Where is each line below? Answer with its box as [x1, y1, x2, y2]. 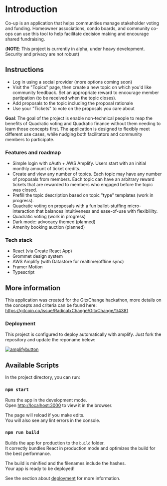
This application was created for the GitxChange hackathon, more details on [5, 297, 162, 303]
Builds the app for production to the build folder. [5, 439, 105, 446]
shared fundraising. [5, 36, 45, 42]
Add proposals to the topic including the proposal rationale [12, 100, 133, 106]
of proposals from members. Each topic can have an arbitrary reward [12, 176, 155, 182]
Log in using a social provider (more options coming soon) [12, 79, 133, 85]
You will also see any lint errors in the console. [5, 417, 101, 423]
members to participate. [5, 136, 55, 142]
